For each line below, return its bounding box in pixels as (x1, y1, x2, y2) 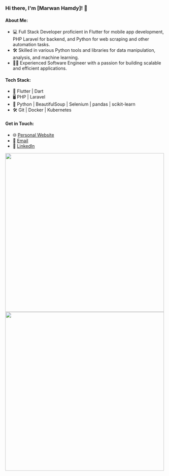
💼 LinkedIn (12, 143, 35, 149)
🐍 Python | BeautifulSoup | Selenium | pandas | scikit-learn (12, 101, 136, 107)
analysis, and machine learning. (12, 54, 79, 60)
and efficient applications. (12, 66, 67, 72)
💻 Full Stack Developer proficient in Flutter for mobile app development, (12, 29, 164, 35)
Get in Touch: (5, 120, 35, 126)
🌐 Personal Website (12, 132, 54, 138)
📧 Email (12, 137, 29, 144)
